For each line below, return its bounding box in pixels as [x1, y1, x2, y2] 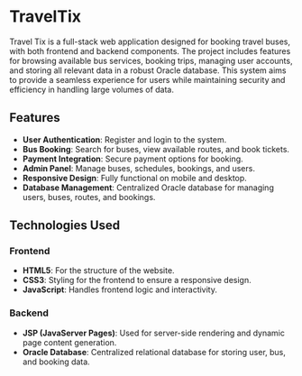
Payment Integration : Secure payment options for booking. [22, 153, 243, 164]
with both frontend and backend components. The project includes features [9, 45, 291, 56]
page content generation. [22, 336, 117, 348]
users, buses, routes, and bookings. [22, 191, 156, 202]
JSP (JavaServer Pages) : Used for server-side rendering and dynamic [22, 327, 286, 338]
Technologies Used [9, 218, 120, 234]
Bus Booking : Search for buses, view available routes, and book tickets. [22, 143, 290, 154]
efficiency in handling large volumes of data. [9, 84, 174, 95]
